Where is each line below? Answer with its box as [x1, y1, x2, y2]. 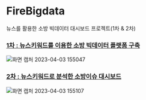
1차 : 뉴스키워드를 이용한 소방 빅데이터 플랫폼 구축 [6, 41, 140, 49]
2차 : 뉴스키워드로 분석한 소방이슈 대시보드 [6, 72, 122, 81]
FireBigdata [6, 4, 65, 18]
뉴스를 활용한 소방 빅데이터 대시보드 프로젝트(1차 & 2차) [6, 25, 136, 32]
